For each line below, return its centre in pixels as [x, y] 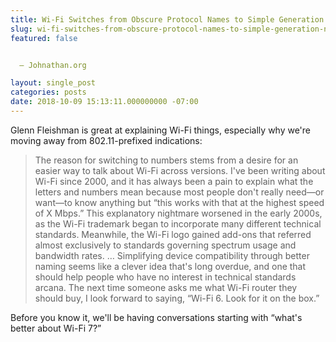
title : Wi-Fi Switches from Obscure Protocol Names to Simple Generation [167, 19]
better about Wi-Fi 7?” [56, 328]
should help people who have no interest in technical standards [165, 277]
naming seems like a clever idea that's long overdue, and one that [170, 266]
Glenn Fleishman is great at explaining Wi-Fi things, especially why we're [161, 130]
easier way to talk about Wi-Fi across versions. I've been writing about [180, 170]
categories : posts [48, 92]
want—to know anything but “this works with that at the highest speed [179, 202]
